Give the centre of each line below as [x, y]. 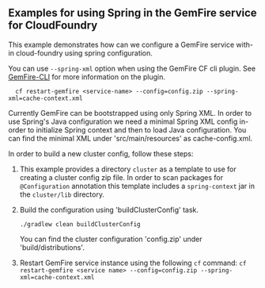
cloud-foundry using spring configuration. [84, 53]
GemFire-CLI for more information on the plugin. [87, 77]
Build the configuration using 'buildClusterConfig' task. [109, 209]
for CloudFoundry [53, 26]
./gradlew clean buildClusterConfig [80, 224]
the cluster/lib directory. [62, 194]
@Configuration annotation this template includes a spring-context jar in [137, 186]
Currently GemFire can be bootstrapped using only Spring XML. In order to [130, 113]
